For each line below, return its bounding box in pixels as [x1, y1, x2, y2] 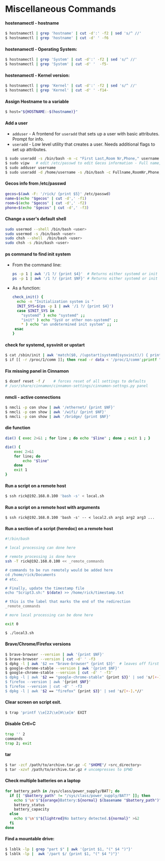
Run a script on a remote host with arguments [5, 504, 100, 510]
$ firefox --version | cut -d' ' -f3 [5, 684, 82, 689]
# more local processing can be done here [5, 613, 93, 618]
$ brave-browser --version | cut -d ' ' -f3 [5, 656, 96, 662]
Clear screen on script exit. [5, 699, 62, 705]
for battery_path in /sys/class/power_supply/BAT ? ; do [5, 789, 120, 794]
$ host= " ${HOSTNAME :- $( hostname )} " [5, 109, 78, 114]
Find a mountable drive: [5, 836, 55, 842]
